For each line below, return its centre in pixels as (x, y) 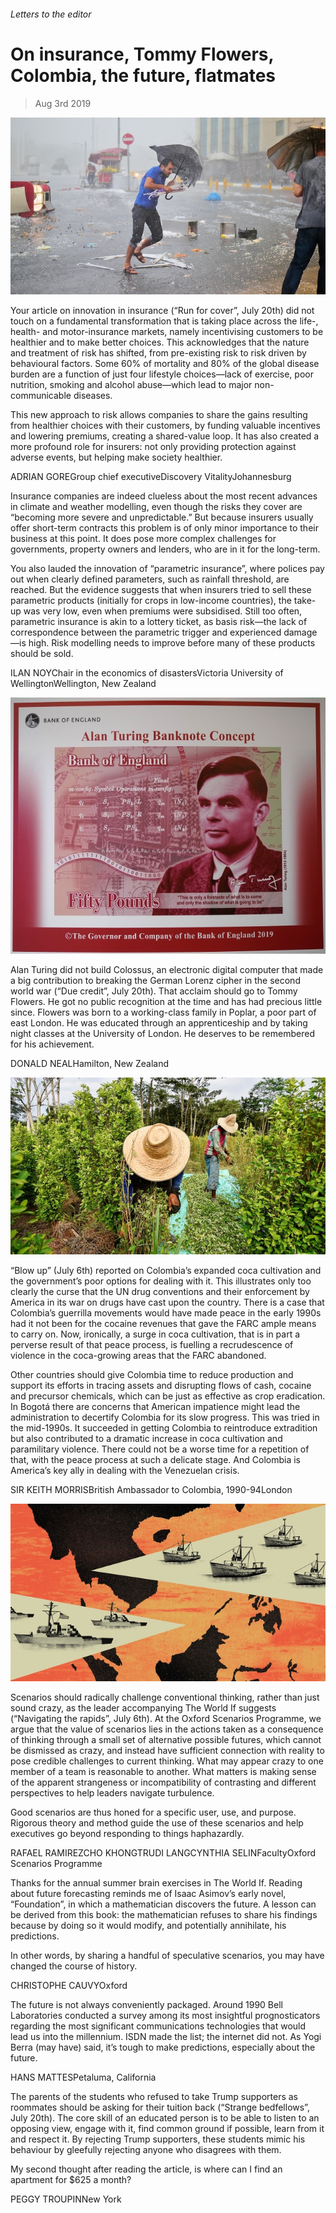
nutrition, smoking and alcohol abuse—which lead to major (131, 385)
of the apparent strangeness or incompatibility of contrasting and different (163, 1782)
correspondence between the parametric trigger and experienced (146, 632)
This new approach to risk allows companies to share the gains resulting (159, 415)
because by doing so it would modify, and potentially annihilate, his (148, 1925)
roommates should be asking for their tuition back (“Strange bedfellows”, (160, 2107)
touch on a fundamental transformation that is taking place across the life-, (164, 321)
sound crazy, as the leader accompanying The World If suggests (143, 1707)
